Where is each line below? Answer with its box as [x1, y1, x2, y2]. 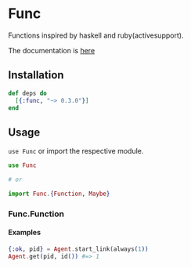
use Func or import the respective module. [8, 147, 144, 156]
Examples [8, 228, 41, 237]
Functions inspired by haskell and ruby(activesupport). [8, 31, 184, 40]
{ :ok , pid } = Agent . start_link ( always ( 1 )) [8, 244, 149, 253]
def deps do [8, 89, 47, 97]
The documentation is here [8, 45, 95, 55]
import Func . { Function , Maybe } [8, 190, 110, 197]
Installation [8, 68, 64, 82]
